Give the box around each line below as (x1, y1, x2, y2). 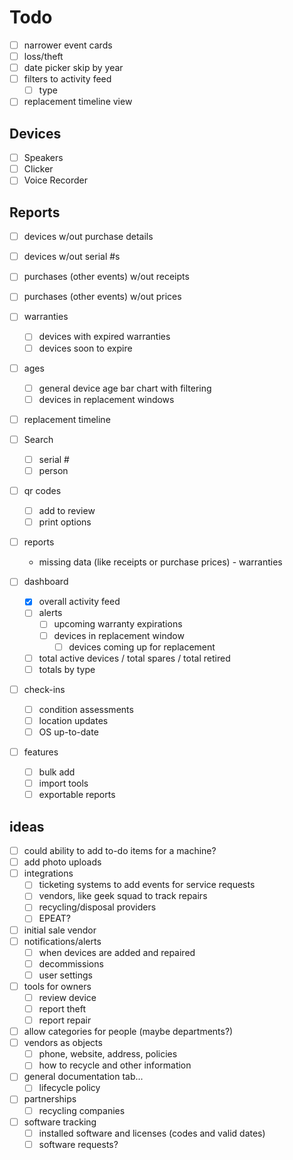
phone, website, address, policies (38, 1048, 178, 1060)
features (23, 746, 59, 758)
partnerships (23, 1093, 77, 1105)
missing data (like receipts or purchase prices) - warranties (38, 556, 283, 568)
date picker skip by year (23, 62, 124, 74)
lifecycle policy (38, 1082, 101, 1094)
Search (23, 433, 54, 445)
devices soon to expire (38, 342, 133, 354)
